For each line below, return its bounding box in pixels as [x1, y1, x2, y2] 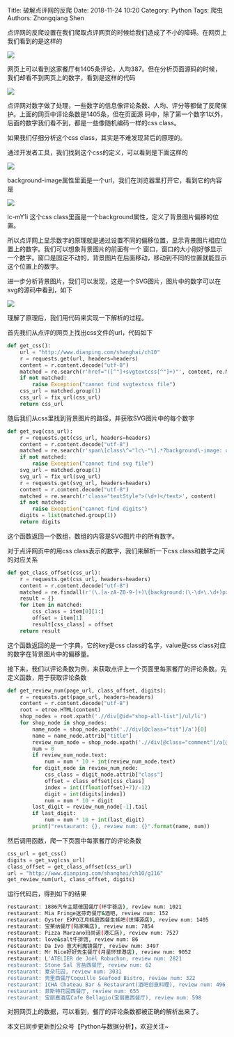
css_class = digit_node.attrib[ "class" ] [44, 771, 164, 778]
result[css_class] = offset [32, 621, 114, 628]
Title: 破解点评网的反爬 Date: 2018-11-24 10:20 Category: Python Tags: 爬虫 [7, 6, 223, 14]
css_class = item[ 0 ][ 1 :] [32, 608, 104, 615]
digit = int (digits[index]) [44, 791, 127, 798]
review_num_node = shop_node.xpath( [32, 738, 139, 746]
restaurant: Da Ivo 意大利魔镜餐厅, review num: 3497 [7, 942, 159, 949]
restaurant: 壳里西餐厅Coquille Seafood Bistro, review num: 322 [7, 974, 196, 981]
